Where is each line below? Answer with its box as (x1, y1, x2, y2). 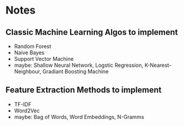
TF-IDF (14, 101, 32, 108)
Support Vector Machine (14, 56, 74, 62)
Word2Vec (14, 107, 40, 114)
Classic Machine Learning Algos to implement (5, 27, 178, 37)
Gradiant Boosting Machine (42, 68, 109, 75)
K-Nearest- (144, 62, 172, 69)
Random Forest (14, 43, 51, 50)
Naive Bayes (14, 49, 45, 56)
